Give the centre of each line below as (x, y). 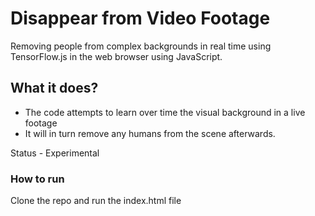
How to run (37, 179)
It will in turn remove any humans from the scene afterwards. (150, 133)
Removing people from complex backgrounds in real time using (141, 46)
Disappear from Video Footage (140, 18)
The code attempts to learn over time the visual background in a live (165, 112)
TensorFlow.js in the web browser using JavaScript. (116, 56)
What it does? (54, 88)
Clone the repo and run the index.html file (96, 201)
